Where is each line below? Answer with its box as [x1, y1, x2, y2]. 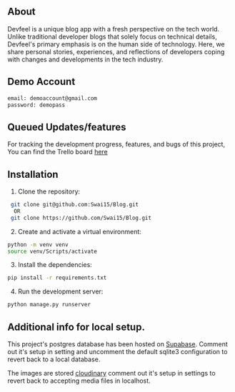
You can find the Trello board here [7, 148, 109, 156]
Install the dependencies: [17, 261, 93, 269]
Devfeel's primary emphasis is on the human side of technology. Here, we [7, 39, 225, 49]
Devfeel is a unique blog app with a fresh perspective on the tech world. [7, 24, 220, 33]
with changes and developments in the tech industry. [7, 55, 164, 64]
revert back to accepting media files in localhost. [7, 376, 151, 385]
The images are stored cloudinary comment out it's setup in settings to [7, 368, 216, 377]
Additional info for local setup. [7, 321, 145, 333]
